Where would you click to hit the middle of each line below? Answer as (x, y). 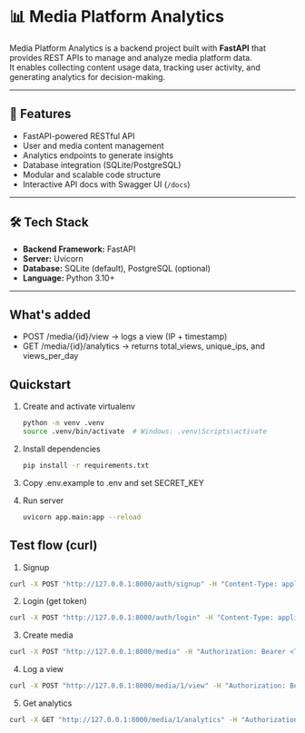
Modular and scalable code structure (92, 174)
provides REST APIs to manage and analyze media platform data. (131, 57)
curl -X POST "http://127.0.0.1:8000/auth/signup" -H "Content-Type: (144, 584)
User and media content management (93, 145)
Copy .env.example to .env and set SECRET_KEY (113, 482)
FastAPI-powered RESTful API (79, 135)
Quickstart (40, 385)
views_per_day (50, 356)
